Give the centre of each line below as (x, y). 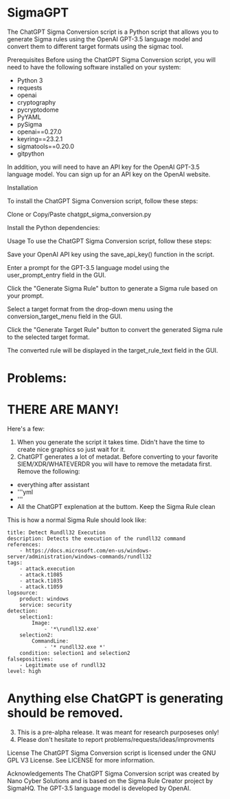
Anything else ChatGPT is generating (115, 699)
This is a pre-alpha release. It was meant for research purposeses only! (118, 732)
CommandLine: (50, 641)
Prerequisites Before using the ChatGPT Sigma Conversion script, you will (112, 59)
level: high (24, 672)
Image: (41, 623)
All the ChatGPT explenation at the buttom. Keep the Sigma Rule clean (116, 507)
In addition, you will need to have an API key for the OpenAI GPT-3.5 (104, 167)
